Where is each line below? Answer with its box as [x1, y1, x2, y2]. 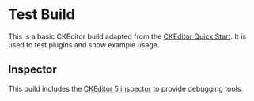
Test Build [8, 6, 75, 24]
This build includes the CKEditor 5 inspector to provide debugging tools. [8, 84, 244, 93]
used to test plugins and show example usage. [8, 39, 160, 49]
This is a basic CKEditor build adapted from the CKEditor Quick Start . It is [8, 32, 247, 41]
